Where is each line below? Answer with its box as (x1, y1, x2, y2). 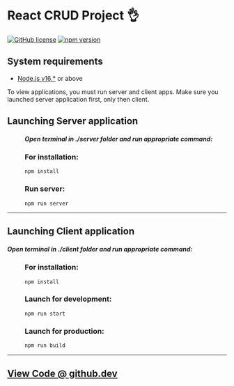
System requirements (7, 56, 103, 68)
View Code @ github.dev (7, 367, 118, 379)
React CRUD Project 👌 (7, 8, 139, 24)
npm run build (24, 342, 66, 349)
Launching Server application (7, 115, 139, 128)
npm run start (24, 310, 66, 317)
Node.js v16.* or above (17, 74, 83, 82)
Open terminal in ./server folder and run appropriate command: (24, 134, 213, 143)
